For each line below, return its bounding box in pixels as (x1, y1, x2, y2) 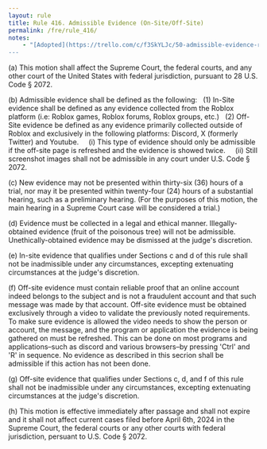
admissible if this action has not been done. (8, 359, 151, 369)
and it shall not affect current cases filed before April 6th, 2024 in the (8, 415, 235, 424)
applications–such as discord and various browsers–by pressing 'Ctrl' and (8, 342, 250, 351)
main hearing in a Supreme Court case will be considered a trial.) (8, 203, 221, 213)
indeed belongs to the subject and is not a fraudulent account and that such (8, 291, 257, 301)
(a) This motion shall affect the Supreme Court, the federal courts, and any (8, 63, 253, 72)
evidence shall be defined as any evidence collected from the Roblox (8, 104, 234, 113)
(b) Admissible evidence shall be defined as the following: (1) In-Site (8, 95, 235, 105)
